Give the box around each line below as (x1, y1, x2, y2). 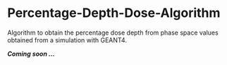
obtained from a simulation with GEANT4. (7, 35, 127, 44)
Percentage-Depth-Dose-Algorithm (7, 5, 221, 21)
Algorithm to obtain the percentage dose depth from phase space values (7, 28, 219, 37)
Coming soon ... (7, 49, 55, 58)
